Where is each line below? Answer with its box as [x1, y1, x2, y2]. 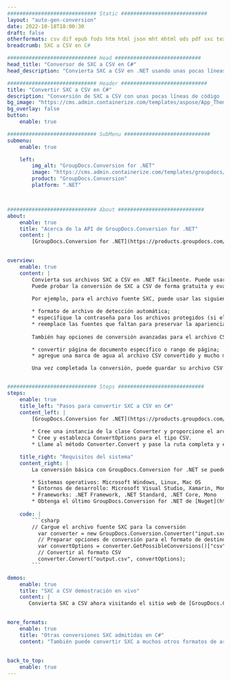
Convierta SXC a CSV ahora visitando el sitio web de [28, 600, 186, 607]
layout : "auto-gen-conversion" [7, 17, 97, 23]
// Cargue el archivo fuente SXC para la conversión [32, 523, 186, 531]
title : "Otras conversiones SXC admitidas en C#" [19, 631, 165, 638]
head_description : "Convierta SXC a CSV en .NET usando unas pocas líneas [7, 67, 226, 74]
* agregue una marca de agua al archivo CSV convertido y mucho [32, 352, 220, 359]
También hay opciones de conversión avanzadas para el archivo [32, 334, 217, 340]
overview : [7, 257, 36, 264]
